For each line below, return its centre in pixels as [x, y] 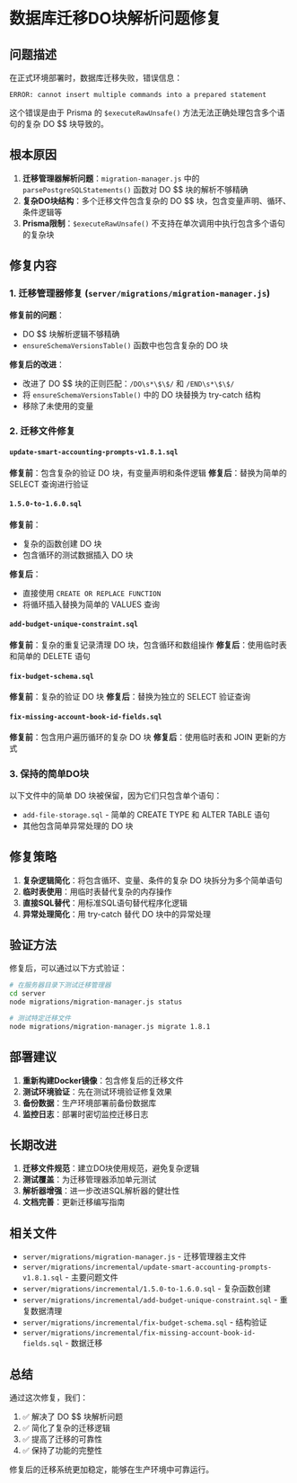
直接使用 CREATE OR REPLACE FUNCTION [92, 593]
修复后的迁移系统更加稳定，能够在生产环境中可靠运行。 [111, 1469]
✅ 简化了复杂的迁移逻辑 [66, 1427]
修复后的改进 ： [37, 364]
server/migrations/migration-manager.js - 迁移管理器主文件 [134, 1256]
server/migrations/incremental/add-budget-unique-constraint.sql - [150, 1300]
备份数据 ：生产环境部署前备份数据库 [89, 1103]
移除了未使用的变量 [58, 406]
